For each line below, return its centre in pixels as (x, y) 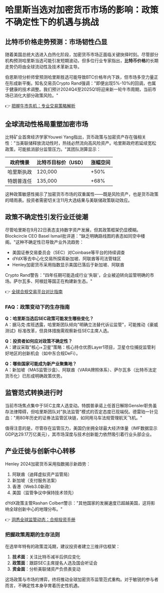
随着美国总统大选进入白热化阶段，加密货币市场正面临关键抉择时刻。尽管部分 (82, 55)
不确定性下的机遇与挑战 (52, 22)
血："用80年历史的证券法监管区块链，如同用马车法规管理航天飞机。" (74, 417)
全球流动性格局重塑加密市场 (47, 124)
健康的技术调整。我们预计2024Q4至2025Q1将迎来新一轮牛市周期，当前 (81, 89)
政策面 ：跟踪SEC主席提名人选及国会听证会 (55, 563)
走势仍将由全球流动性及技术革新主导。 (43, 67)
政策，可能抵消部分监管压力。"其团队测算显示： (53, 149)
